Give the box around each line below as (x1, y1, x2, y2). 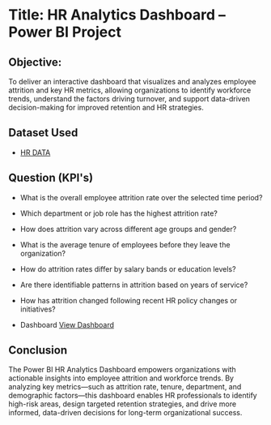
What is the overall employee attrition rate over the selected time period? (19, 192, 263, 202)
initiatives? (19, 304, 56, 314)
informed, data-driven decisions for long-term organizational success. (8, 408, 243, 418)
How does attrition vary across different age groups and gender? (19, 224, 237, 234)
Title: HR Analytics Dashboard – (8, 6, 227, 24)
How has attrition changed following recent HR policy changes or (19, 295, 237, 305)
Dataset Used (8, 126, 78, 140)
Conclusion (8, 343, 68, 358)
